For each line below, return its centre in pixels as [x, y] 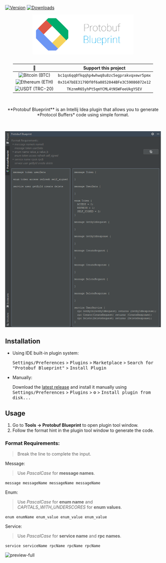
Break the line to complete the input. [54, 454]
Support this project [104, 68]
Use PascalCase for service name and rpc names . [69, 536]
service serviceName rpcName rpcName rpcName [53, 546]
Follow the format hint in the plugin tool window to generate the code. [83, 430]
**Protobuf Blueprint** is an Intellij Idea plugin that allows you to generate [83, 109]
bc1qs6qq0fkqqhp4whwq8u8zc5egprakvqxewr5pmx [104, 75]
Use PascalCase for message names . [56, 473]
